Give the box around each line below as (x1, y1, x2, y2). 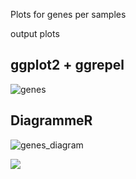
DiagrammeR (10, 112, 93, 129)
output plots (10, 28, 60, 39)
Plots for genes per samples (10, 9, 127, 20)
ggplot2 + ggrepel (10, 57, 125, 74)
